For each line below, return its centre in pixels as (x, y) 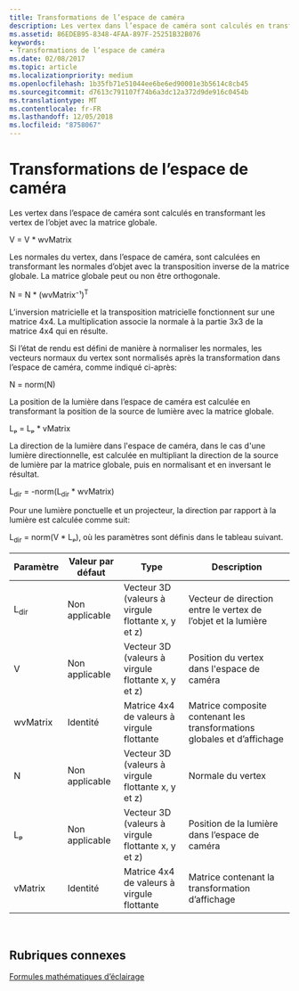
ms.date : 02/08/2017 (48, 59)
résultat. (24, 474)
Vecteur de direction (231, 599)
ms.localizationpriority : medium (71, 76)
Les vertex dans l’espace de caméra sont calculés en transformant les (137, 213)
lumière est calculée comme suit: (70, 520)
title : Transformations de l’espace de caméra (97, 17)
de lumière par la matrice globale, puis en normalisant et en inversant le (140, 464)
